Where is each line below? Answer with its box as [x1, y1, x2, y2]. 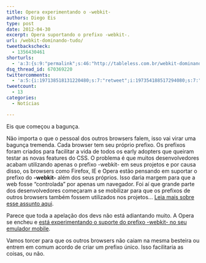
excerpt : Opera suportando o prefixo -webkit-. [6, 32, 131, 38]
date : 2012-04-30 [6, 26, 51, 33]
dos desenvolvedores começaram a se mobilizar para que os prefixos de [6, 187, 191, 194]
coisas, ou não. [6, 249, 45, 257]
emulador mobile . [6, 225, 51, 232]
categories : [6, 95, 37, 101]
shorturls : [6, 55, 34, 61]
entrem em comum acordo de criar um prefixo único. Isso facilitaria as [6, 243, 184, 251]
